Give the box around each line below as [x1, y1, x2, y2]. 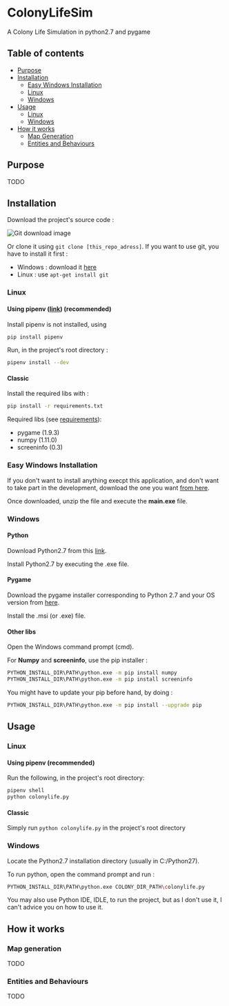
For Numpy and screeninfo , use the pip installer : [7, 656, 148, 665]
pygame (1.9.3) [17, 429, 60, 437]
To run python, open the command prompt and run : [7, 870, 155, 878]
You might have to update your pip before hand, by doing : [7, 688, 173, 696]
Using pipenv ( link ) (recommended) [7, 305, 112, 313]
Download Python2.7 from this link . [7, 546, 107, 554]
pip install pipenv [7, 333, 63, 341]
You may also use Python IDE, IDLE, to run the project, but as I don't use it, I [7, 896, 222, 904]
